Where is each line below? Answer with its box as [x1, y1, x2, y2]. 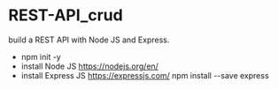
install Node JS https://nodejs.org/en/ [20, 61, 158, 71]
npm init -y [20, 51, 61, 62]
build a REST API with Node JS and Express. [8, 34, 170, 45]
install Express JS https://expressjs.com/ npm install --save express [20, 70, 269, 80]
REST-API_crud [8, 5, 123, 26]
